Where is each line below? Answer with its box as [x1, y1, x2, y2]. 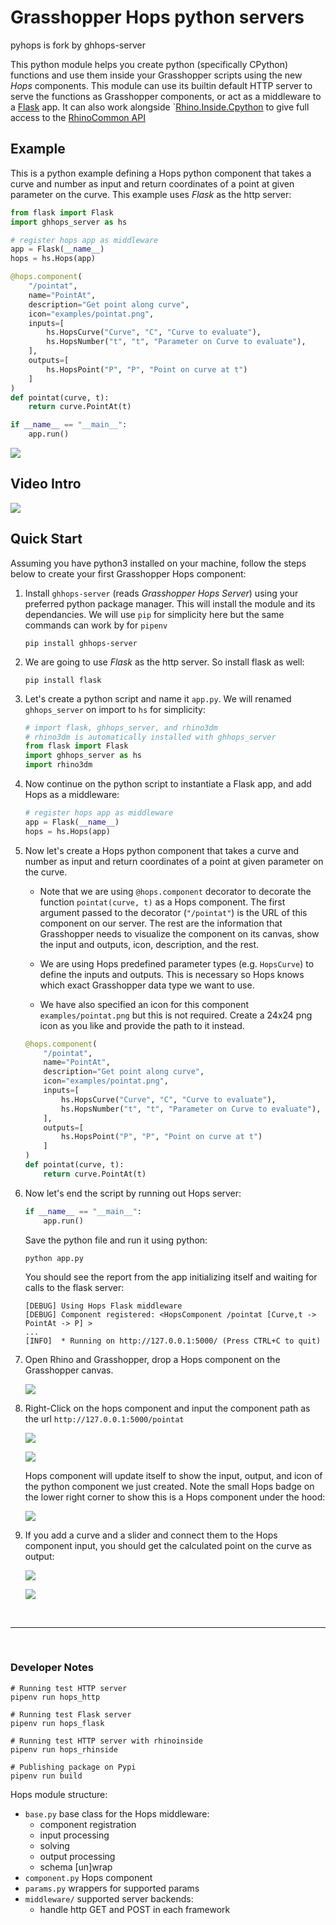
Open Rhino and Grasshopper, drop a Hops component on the [24, 1353, 281, 1365]
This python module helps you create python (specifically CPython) [10, 58, 289, 70]
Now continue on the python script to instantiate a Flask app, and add [24, 778, 312, 790]
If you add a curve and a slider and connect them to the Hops [24, 1529, 278, 1541]
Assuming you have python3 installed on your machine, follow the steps [10, 557, 307, 569]
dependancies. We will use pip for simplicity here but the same [24, 608, 285, 620]
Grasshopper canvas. [24, 1364, 114, 1376]
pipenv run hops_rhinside [10, 1744, 118, 1755]
